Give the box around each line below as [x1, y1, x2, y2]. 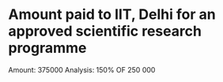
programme [8, 39, 87, 57]
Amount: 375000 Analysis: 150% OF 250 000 [8, 65, 156, 74]
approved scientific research [8, 22, 202, 40]
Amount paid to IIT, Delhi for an [8, 6, 216, 24]
